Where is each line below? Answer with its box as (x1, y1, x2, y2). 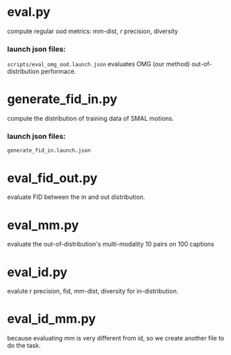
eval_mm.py (7, 217, 79, 233)
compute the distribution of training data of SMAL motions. (7, 115, 174, 123)
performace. (41, 67, 77, 76)
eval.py (7, 4, 50, 20)
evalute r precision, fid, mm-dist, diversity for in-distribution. (7, 287, 179, 296)
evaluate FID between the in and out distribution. (7, 193, 145, 201)
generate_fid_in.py (7, 91, 118, 107)
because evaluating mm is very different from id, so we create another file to (7, 334, 225, 343)
